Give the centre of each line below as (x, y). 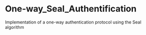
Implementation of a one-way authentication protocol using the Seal (73, 22)
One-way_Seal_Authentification (71, 9)
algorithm (15, 27)
